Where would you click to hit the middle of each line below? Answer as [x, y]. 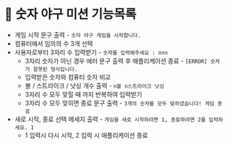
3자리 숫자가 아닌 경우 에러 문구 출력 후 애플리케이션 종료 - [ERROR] [116, 60]
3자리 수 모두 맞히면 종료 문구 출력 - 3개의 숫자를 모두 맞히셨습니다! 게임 [120, 103]
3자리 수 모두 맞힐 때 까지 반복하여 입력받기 [83, 94]
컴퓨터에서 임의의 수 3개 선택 [54, 43]
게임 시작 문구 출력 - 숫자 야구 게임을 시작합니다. [78, 35]
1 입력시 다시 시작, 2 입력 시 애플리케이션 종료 [86, 135]
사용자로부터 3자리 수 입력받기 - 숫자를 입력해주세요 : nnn [91, 52]
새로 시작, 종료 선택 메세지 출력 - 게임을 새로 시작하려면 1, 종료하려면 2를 [110, 119]
